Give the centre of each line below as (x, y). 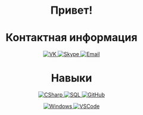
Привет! (71, 10)
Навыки (71, 78)
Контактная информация (71, 38)
